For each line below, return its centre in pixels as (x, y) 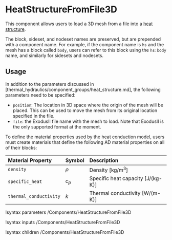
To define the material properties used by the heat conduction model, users (85, 137)
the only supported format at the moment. (57, 126)
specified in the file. (34, 116)
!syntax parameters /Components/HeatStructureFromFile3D (68, 212)
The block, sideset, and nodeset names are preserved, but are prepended (83, 39)
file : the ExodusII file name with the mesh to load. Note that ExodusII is (88, 121)
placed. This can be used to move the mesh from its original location (85, 110)
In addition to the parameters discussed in (50, 84)
